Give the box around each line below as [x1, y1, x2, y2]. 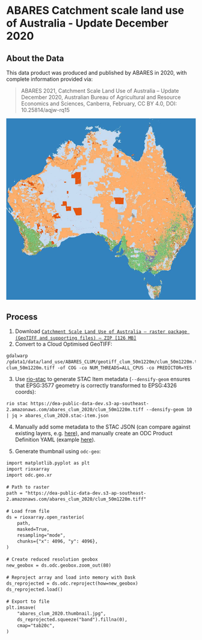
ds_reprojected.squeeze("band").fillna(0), [17, 617, 128, 623]
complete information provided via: [6, 76, 93, 82]
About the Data [6, 53, 64, 63]
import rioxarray [6, 466, 50, 473]
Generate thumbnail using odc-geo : [14, 448, 101, 455]
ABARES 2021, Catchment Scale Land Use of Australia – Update [20, 87, 179, 94]
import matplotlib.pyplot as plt [6, 460, 90, 467]
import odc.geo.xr [6, 472, 52, 479]
